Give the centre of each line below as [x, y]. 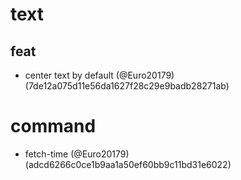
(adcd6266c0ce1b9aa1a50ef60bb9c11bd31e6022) [128, 164]
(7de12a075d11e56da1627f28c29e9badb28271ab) [127, 86]
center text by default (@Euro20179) [99, 75]
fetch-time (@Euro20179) [77, 154]
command [53, 126]
